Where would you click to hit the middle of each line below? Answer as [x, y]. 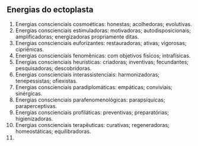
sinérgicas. [29, 93]
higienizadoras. [34, 119]
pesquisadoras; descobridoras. [53, 68]
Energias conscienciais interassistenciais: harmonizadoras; [87, 74]
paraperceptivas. [36, 106]
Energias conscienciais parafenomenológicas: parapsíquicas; [90, 100]
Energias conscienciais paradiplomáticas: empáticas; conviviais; [94, 87]
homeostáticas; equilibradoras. [53, 131]
